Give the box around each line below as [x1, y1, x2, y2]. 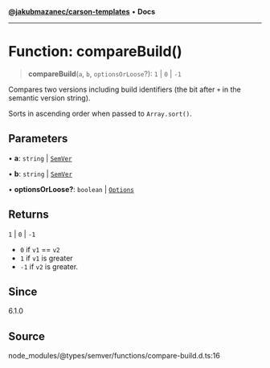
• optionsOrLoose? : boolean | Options [8, 184, 134, 194]
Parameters [8, 132, 68, 145]
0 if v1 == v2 [19, 244, 60, 254]
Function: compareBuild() [8, 43, 182, 61]
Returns [8, 208, 50, 222]
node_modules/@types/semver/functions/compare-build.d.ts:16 [8, 351, 221, 361]
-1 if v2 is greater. [19, 261, 79, 272]
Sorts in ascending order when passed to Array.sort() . [8, 108, 192, 118]
